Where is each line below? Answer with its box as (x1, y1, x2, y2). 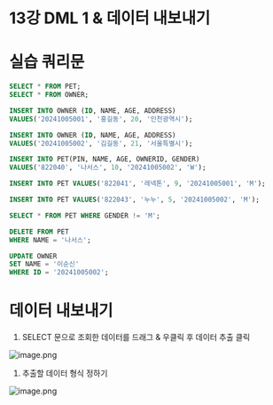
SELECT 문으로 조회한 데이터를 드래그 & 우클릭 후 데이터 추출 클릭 (21, 332, 251, 343)
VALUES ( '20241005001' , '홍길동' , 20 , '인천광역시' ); (9, 115, 193, 123)
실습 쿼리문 (9, 52, 85, 72)
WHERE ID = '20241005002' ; (9, 268, 109, 277)
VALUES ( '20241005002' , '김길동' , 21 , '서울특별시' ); (9, 139, 193, 147)
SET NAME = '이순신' (9, 259, 80, 269)
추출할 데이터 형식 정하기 (21, 368, 108, 378)
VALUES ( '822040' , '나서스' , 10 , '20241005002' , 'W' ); (9, 163, 207, 172)
